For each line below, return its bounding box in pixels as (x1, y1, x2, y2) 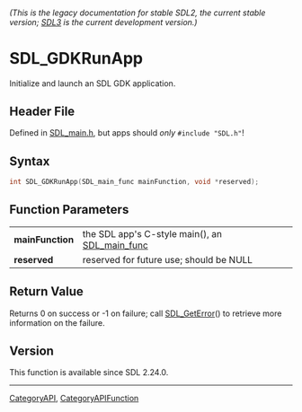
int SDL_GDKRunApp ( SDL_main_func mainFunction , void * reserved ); (9, 178, 259, 187)
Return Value (9, 284, 84, 300)
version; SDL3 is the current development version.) (9, 16, 198, 27)
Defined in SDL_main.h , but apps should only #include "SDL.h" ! (9, 127, 244, 138)
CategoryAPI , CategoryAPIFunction (9, 393, 139, 404)
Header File (9, 103, 75, 118)
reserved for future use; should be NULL (82, 253, 253, 266)
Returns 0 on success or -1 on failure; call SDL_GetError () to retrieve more (9, 308, 282, 319)
